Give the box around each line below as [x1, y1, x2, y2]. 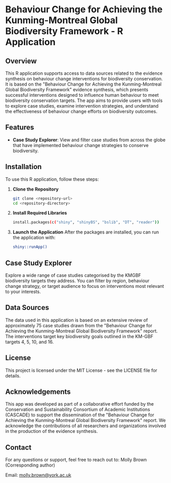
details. [5, 372, 21, 379]
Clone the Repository [12, 186, 59, 192]
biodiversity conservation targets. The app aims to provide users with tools [5, 97, 163, 103]
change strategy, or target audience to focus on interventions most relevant [5, 283, 164, 289]
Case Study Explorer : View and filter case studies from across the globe [12, 137, 166, 143]
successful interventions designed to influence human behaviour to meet [5, 92, 159, 98]
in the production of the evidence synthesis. [5, 428, 98, 434]
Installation [5, 162, 42, 171]
